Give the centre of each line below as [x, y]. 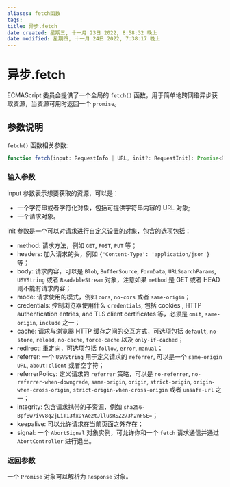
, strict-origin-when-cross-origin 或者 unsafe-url [142, 390]
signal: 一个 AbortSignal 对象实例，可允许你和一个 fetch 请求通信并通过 [118, 433]
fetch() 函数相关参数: [38, 145]
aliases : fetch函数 [34, 13]
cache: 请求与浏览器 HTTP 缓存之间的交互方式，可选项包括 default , [113, 331]
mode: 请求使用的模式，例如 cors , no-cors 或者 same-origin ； [104, 297]
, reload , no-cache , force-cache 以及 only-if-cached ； [108, 340]
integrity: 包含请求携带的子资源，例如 [69, 407]
